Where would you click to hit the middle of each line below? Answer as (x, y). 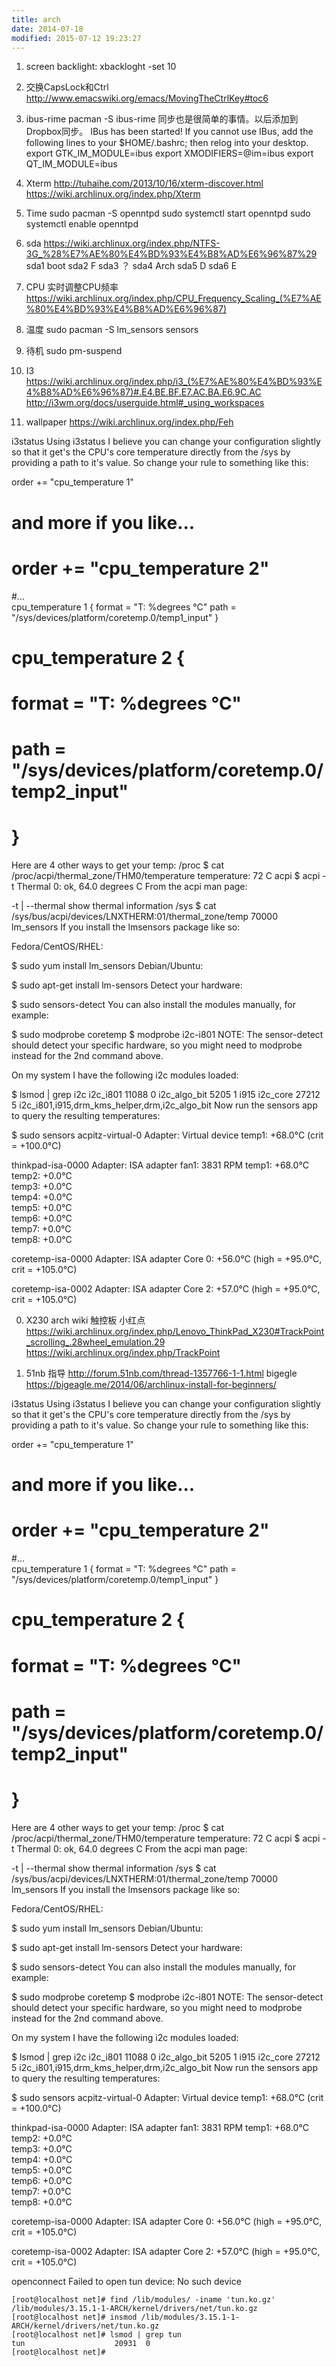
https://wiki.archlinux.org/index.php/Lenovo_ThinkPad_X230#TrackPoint (175, 1331)
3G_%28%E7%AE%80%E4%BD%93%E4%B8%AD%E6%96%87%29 (171, 254)
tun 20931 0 (81, 2343)
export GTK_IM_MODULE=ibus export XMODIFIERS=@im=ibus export (169, 153)
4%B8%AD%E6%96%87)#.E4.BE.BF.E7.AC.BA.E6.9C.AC (143, 392)
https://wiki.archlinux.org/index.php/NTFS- (132, 243)
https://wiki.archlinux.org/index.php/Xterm (113, 194)
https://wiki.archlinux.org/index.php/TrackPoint (123, 1352)
